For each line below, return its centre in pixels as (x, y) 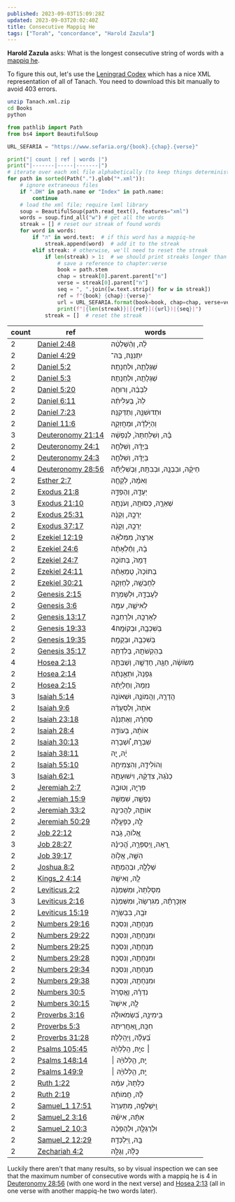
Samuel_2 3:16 (62, 1117)
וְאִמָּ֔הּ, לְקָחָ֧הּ (129, 481)
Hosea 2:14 (57, 674)
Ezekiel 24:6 (58, 549)
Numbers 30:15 (64, 1003)
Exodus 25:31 (60, 515)
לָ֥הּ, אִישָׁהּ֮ (124, 1003)
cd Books (20, 108)
